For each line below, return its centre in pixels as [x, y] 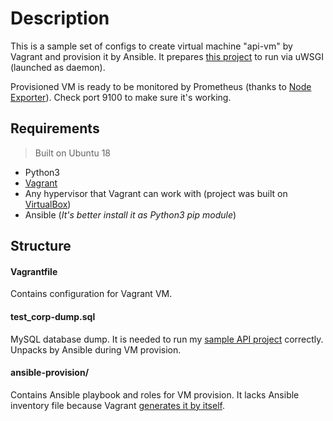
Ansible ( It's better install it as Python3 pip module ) [130, 214]
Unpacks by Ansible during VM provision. [96, 349]
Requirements [55, 128]
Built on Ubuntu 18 [73, 153]
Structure [41, 246]
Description [60, 18]
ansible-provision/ [50, 373]
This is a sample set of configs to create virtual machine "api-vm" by [151, 46]
